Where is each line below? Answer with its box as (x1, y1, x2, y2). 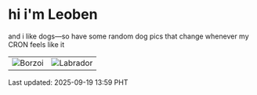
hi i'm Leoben (8, 5, 98, 24)
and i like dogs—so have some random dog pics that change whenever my (8, 31, 249, 41)
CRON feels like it (8, 39, 65, 49)
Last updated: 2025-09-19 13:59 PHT (8, 77, 128, 87)
